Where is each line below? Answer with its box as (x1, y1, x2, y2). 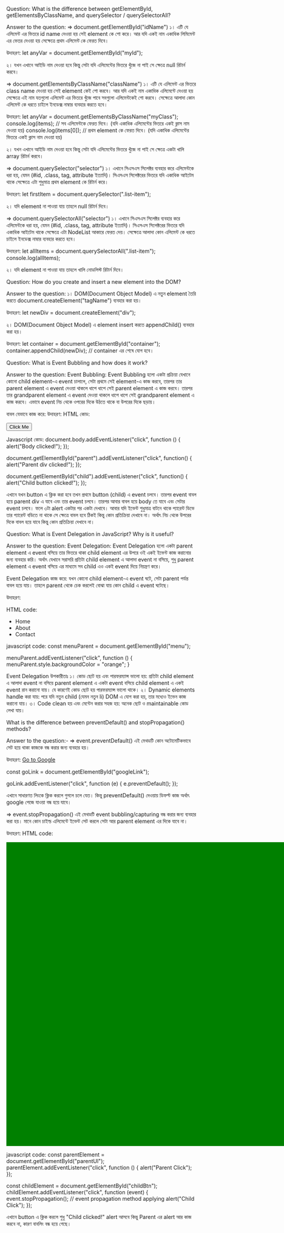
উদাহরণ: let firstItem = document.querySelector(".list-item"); (6, 191, 152, 197)
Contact (15, 631, 35, 637)
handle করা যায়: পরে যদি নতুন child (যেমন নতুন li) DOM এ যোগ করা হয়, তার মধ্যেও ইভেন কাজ (6, 693, 186, 700)
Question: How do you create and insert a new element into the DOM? (6, 278, 181, 285)
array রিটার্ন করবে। (6, 153, 44, 160)
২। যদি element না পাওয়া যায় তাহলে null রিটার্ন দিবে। (6, 203, 109, 210)
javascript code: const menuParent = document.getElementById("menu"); (6, 642, 191, 650)
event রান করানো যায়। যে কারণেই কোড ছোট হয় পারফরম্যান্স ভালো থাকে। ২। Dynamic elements (6, 686, 195, 693)
